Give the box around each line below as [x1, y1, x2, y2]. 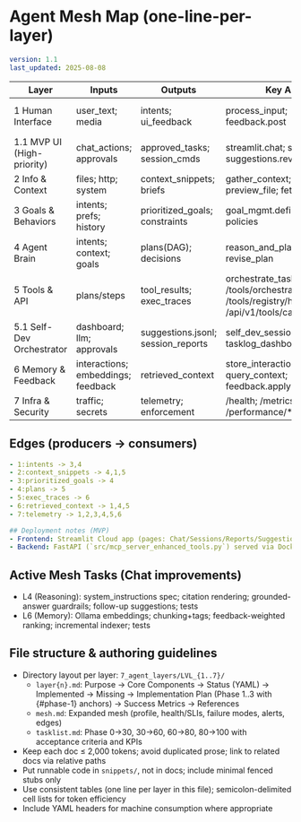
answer [21, 601, 50, 611]
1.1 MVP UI [13, 135, 63, 148]
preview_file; [225, 184, 279, 196]
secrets [75, 405, 107, 418]
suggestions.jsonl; [140, 325, 218, 338]
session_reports [140, 337, 209, 350]
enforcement [140, 405, 195, 418]
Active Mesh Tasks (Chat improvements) [9, 567, 242, 583]
